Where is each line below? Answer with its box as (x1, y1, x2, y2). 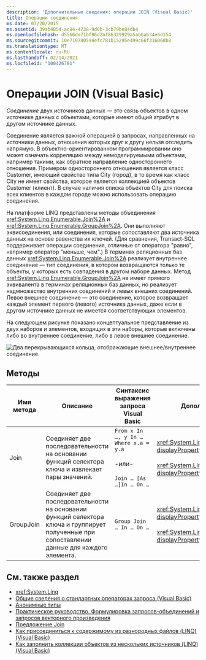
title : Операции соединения (6, 15, 78, 21)
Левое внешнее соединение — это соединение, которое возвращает (6, 294, 189, 301)
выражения (114, 394, 151, 403)
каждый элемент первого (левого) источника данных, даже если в (6, 300, 182, 308)
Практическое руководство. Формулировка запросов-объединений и (15, 608, 199, 615)
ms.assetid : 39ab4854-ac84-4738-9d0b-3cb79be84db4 (6, 26, 139, 33)
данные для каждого (45, 543, 108, 552)
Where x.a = (114, 440, 150, 447)
